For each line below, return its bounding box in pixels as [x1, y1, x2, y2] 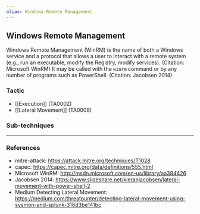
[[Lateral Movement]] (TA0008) [14, 106, 92, 114]
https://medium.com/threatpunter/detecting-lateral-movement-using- [14, 195, 186, 202]
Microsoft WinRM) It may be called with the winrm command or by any [6, 65, 177, 73]
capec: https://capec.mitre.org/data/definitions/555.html [14, 163, 154, 171]
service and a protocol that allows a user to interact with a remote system [6, 53, 186, 60]
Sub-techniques [6, 121, 55, 130]
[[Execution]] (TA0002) [14, 100, 72, 107]
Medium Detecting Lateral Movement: [14, 188, 108, 196]
